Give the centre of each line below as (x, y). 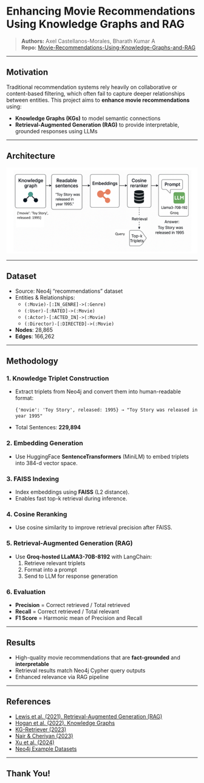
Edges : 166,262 (35, 336)
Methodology (32, 361)
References (29, 702)
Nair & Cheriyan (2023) (44, 736)
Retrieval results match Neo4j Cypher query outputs (80, 670)
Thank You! (28, 774)
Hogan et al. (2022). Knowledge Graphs (65, 723)
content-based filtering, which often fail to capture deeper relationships (96, 93)
